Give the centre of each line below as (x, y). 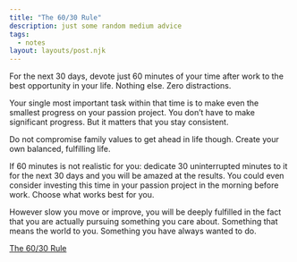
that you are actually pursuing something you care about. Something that (144, 222)
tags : (19, 34)
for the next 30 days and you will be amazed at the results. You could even (147, 176)
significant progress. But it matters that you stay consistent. (119, 123)
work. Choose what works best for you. (82, 195)
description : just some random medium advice (95, 26)
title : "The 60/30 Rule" (55, 17)
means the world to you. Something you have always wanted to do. (133, 231)
